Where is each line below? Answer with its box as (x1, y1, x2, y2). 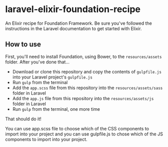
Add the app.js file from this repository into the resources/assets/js (12, 95, 154, 101)
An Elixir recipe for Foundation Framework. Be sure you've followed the (5, 20, 152, 26)
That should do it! (5, 116, 42, 122)
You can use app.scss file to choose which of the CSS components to (5, 125, 149, 131)
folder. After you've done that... (5, 59, 70, 65)
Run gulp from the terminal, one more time (12, 106, 100, 112)
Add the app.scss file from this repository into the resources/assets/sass (12, 85, 163, 91)
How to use (5, 40, 41, 49)
